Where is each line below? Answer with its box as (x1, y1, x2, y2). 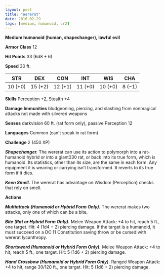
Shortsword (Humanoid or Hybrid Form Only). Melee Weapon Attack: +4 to (5, 244, 161, 250)
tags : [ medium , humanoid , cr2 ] (5, 21, 70, 26)
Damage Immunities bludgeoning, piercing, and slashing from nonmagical (5, 106, 157, 112)
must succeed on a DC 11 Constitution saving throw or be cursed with (5, 229, 147, 235)
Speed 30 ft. (5, 63, 31, 69)
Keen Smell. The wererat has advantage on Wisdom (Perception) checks (5, 180, 154, 186)
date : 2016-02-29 (5, 16, 41, 21)
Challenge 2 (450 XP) (5, 139, 50, 146)
